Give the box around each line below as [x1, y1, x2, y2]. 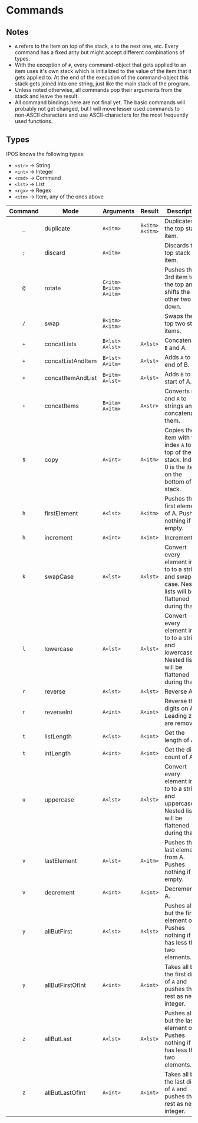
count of [164, 753, 188, 761]
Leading [164, 711, 187, 720]
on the [164, 470, 183, 478]
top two [164, 319, 186, 327]
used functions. [14, 118, 53, 124]
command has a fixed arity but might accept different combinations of [14, 49, 184, 56]
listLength [44, 732, 72, 740]
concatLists [44, 340, 77, 348]
